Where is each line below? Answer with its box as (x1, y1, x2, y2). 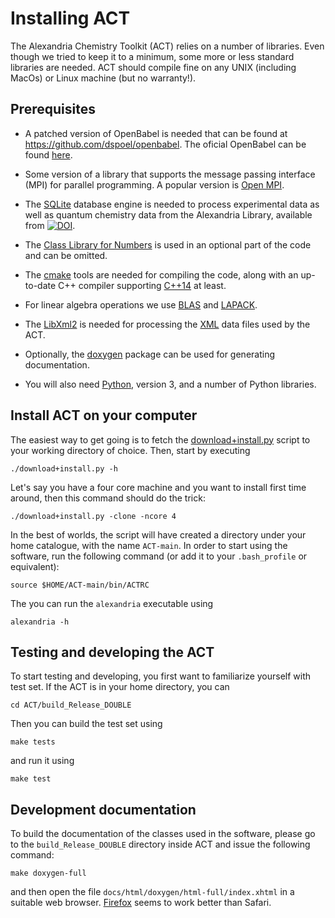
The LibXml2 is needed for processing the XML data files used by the (24, 318, 311, 330)
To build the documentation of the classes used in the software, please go (10, 828, 316, 840)
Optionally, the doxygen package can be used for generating (24, 348, 275, 360)
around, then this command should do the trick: (10, 492, 206, 504)
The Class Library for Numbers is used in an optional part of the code (24, 238, 312, 251)
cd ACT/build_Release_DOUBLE (10, 700, 132, 711)
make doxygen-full (10, 868, 87, 879)
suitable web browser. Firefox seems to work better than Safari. (10, 897, 272, 909)
